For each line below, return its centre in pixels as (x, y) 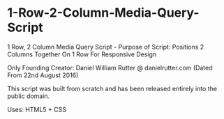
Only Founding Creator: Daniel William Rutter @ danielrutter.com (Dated (110, 68)
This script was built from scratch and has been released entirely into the (112, 88)
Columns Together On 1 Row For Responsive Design (82, 54)
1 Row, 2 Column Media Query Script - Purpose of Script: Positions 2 (106, 47)
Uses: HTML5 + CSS (37, 109)
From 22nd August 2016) (43, 75)
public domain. (29, 96)
